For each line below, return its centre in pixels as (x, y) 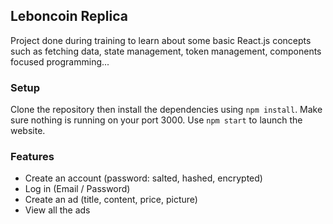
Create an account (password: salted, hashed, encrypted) (143, 178)
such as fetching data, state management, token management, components (166, 51)
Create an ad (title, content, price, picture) (111, 200)
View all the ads (57, 210)
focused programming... (60, 61)
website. (28, 131)
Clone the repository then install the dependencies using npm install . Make (166, 110)
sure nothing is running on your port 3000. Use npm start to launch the (156, 120)
